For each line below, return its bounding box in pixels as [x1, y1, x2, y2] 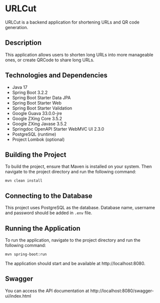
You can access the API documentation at [5, 288, 90, 294]
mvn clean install [5, 178, 43, 183]
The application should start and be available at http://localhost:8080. [5, 261, 146, 266]
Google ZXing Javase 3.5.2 [12, 121, 67, 127]
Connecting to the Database [5, 192, 93, 200]
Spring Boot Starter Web [12, 100, 62, 106]
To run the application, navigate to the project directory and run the [5, 237, 141, 243]
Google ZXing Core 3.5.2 [12, 115, 63, 121]
